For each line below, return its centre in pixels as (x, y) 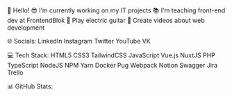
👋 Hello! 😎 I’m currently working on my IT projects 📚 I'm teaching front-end (116, 10)
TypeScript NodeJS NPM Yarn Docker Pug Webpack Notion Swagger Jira (113, 65)
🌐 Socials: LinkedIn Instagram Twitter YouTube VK (79, 41)
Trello (15, 73)
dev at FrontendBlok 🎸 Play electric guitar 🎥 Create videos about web (106, 20)
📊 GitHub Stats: (30, 86)
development (26, 28)
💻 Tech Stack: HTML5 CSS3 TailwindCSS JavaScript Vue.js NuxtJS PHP (111, 55)
